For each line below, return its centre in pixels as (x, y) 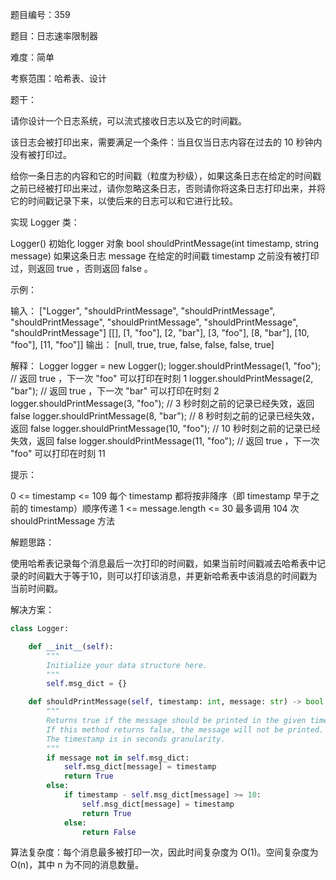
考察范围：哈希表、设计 (58, 78)
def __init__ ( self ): (71, 646)
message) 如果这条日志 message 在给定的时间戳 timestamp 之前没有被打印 (165, 256)
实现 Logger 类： (45, 222)
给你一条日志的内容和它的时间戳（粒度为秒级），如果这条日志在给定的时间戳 (166, 176)
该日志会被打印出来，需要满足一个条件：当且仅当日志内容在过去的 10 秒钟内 (166, 142)
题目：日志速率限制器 (54, 36)
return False (109, 832)
